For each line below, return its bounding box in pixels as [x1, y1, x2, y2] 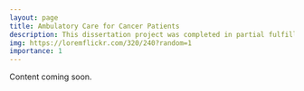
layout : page [9, 13, 59, 23]
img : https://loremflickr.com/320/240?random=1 [9, 38, 193, 48]
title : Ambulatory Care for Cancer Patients [9, 22, 180, 31]
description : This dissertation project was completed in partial [9, 30, 265, 39]
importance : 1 [9, 47, 63, 56]
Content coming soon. [9, 71, 92, 82]
